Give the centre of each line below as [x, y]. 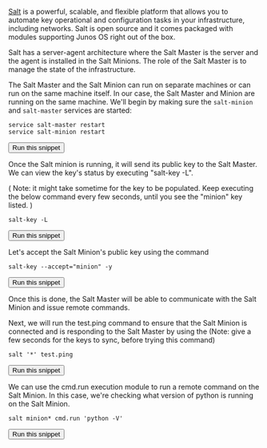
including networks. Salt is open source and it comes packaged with [121, 28]
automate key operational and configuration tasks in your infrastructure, [127, 20]
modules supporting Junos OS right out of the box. [92, 37]
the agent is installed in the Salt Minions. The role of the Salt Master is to [128, 61]
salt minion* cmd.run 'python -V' [66, 418]
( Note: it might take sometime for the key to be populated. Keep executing [131, 188]
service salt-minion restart [57, 132]
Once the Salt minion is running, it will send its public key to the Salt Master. [133, 164]
